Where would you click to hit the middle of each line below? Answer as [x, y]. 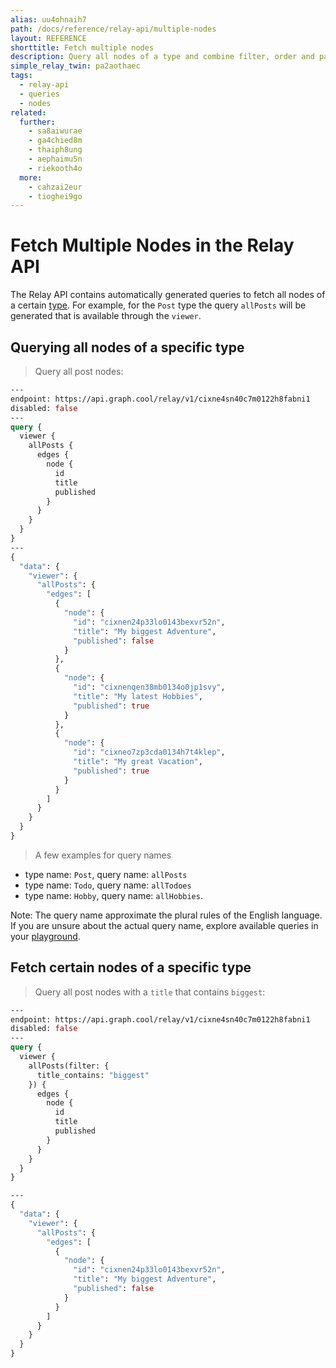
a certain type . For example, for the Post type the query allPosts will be [158, 305]
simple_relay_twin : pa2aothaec [75, 66]
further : [37, 122]
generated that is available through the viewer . [106, 316]
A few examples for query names [103, 855]
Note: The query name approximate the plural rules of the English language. [166, 915]
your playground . [45, 936]
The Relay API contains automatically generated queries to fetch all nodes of [168, 295]
